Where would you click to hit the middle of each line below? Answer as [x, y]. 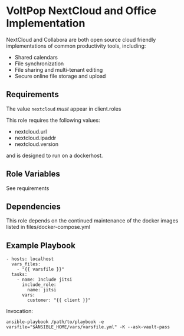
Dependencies [33, 206]
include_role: [39, 285]
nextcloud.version [37, 144]
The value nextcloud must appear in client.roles [64, 109]
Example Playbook [41, 245]
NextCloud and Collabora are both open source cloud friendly [81, 39]
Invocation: [20, 311]
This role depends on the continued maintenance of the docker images [92, 221]
